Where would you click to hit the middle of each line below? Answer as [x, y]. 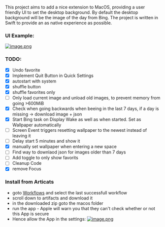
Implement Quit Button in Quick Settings [53, 76]
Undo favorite [26, 70]
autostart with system [34, 81]
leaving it [21, 136]
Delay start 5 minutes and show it [46, 141]
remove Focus [27, 169]
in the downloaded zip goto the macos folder [58, 203]
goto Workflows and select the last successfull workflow [69, 192]
